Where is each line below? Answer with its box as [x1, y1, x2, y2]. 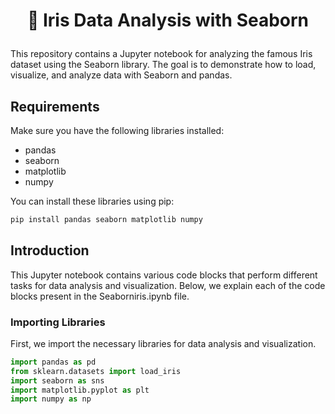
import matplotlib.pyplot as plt [10, 385, 150, 395]
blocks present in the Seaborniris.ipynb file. [10, 290, 190, 302]
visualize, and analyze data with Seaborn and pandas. [10, 69, 233, 81]
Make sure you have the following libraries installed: [10, 125, 225, 136]
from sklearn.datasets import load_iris [10, 366, 182, 376]
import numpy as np [10, 394, 92, 404]
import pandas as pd [10, 357, 97, 367]
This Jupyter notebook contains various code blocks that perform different [10, 269, 318, 281]
